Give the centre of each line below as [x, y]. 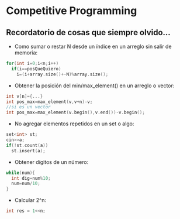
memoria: [26, 53]
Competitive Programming [72, 11]
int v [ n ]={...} [25, 96]
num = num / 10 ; [26, 184]
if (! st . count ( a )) [27, 145]
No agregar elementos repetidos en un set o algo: [74, 124]
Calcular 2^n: [30, 200]
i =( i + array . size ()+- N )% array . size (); [63, 74]
